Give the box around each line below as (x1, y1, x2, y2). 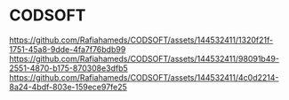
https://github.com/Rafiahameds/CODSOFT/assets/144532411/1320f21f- (9, 35, 274, 45)
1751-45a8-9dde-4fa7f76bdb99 (9, 43, 126, 54)
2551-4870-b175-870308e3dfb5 (9, 63, 129, 73)
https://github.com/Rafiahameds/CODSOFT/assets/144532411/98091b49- (9, 53, 280, 64)
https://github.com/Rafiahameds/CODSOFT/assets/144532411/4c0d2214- (9, 72, 279, 82)
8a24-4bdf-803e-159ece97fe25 (9, 81, 127, 92)
